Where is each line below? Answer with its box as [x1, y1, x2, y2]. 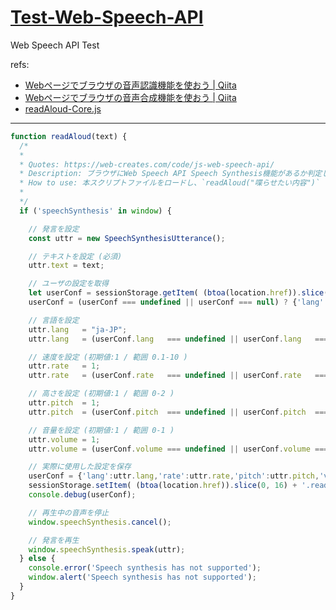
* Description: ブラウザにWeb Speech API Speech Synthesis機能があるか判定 [19, 169, 323, 179]
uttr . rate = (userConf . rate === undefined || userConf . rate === [28, 371, 329, 381]
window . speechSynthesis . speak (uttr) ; [28, 544, 186, 555]
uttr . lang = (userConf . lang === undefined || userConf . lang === [28, 334, 329, 344]
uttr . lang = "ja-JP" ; [28, 324, 128, 335]
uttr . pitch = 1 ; [28, 398, 101, 408]
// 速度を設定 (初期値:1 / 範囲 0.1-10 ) [28, 352, 188, 362]
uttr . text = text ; [28, 261, 105, 271]
